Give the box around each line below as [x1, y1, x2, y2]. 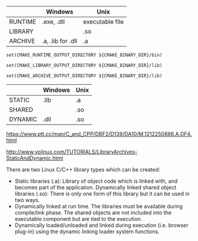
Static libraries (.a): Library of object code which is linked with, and [14, 177, 178, 185]
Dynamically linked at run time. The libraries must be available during [14, 203, 183, 210]
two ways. [14, 196, 40, 204]
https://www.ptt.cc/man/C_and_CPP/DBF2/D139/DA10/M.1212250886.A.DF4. [6, 131, 192, 137]
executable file [83, 18, 124, 26]
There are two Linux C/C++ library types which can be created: [6, 166, 161, 173]
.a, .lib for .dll [41, 37, 78, 45]
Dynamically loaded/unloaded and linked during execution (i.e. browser [14, 222, 189, 229]
